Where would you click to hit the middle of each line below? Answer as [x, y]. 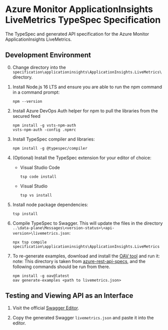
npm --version [27, 101]
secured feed [26, 116]
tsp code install [38, 177]
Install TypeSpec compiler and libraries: [53, 139]
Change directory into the [39, 67]
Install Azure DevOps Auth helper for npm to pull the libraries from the [85, 111]
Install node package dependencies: [50, 205]
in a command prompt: [36, 92]
